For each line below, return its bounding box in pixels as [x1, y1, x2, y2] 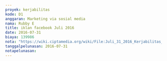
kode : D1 [5, 12, 23, 17]
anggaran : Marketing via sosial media [5, 16, 85, 21]
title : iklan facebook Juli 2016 [5, 26, 75, 30]
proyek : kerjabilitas [5, 7, 50, 12]
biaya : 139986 [5, 35, 35, 40]
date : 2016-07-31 [5, 30, 41, 35]
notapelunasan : [5, 48, 37, 53]
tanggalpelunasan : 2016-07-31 [5, 44, 68, 49]
